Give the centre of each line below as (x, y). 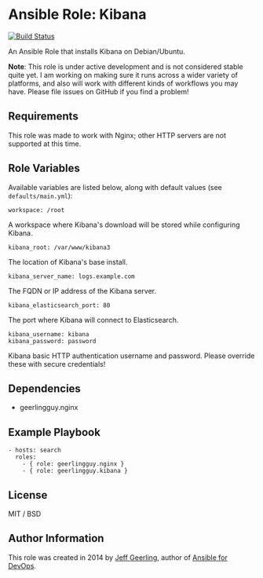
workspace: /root (37, 210)
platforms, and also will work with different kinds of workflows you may (123, 83)
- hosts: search (35, 450)
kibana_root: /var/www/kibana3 (59, 247)
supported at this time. (45, 144)
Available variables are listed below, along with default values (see (115, 187)
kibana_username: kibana (49, 334)
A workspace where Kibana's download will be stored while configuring (124, 225)
